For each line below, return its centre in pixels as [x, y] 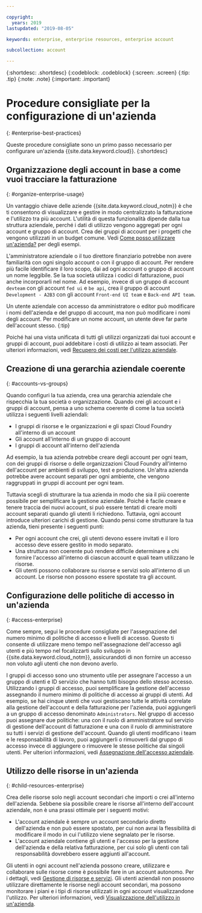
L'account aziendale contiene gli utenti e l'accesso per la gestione [97, 841]
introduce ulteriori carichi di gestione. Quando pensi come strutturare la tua [100, 520]
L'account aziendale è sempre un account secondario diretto [90, 822]
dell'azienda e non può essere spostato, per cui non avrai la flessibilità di [105, 828]
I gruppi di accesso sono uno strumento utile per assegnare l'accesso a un [99, 675]
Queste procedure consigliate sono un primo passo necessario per [89, 145]
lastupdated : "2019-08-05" [40, 28]
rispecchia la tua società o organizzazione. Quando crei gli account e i [93, 402]
